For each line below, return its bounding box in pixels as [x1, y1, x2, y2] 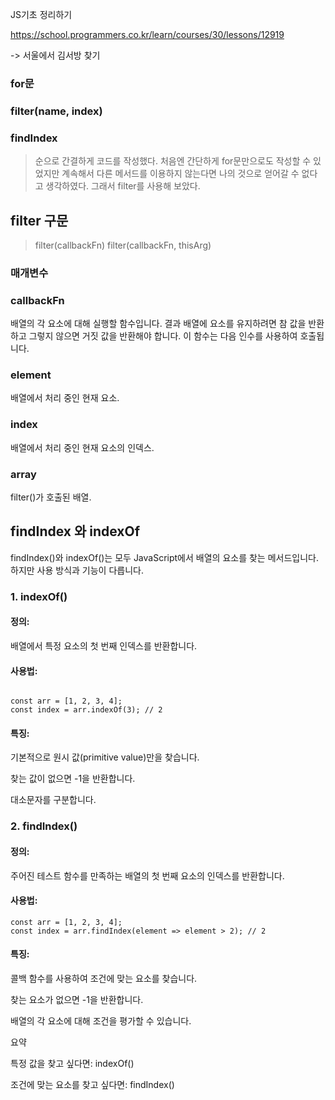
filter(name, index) [10, 104, 103, 118]
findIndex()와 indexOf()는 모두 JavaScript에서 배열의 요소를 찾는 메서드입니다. [10, 551, 319, 563]
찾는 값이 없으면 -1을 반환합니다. [10, 773, 136, 785]
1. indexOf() [10, 589, 68, 603]
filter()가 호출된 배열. [10, 491, 92, 503]
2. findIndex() [10, 819, 78, 833]
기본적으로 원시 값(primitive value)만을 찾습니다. [10, 751, 200, 763]
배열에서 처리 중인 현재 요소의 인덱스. [10, 441, 155, 453]
